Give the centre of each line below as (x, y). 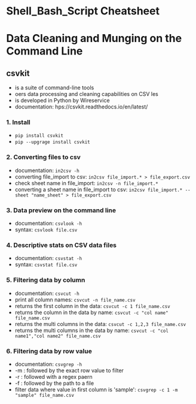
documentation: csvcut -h (47, 293)
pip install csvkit (39, 136)
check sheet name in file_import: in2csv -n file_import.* (86, 183)
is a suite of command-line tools (54, 88)
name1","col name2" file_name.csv (58, 336)
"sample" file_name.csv (45, 395)
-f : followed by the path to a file (54, 383)
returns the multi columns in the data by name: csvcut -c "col (92, 330)
